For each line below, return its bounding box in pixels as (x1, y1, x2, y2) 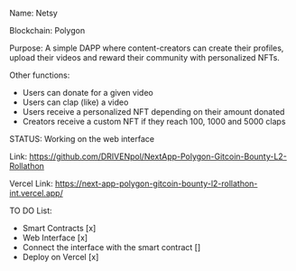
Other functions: (9, 70, 70, 80)
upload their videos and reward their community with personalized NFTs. (9, 52, 280, 62)
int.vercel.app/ (9, 188, 63, 198)
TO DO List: (9, 205, 52, 216)
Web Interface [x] (22, 232, 88, 243)
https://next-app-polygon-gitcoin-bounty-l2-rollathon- (54, 178, 258, 189)
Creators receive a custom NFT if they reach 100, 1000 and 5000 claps (22, 117, 286, 126)
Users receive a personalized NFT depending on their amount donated (22, 107, 285, 117)
